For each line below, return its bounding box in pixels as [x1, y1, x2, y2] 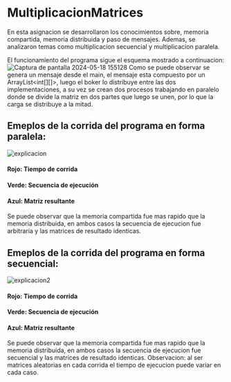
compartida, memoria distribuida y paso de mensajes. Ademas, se [7, 35, 196, 43]
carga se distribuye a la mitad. [7, 100, 93, 108]
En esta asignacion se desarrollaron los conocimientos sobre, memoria [7, 28, 209, 36]
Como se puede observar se [129, 63, 210, 71]
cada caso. [7, 368, 39, 376]
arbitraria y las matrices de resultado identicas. [7, 227, 142, 235]
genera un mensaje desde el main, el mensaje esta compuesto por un [7, 71, 205, 79]
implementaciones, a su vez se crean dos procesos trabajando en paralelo [7, 85, 219, 93]
